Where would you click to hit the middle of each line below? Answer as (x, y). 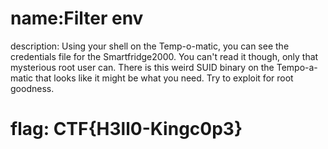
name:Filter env (77, 18)
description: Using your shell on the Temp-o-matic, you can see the (150, 46)
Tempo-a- (297, 67)
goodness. (32, 88)
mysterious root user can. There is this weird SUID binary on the (142, 67)
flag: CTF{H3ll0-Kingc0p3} (126, 129)
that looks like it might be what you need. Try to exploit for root (164, 78)
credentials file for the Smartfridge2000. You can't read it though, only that (164, 56)
